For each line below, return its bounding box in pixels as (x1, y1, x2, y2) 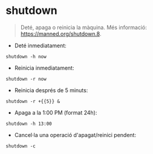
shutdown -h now (5, 53, 47, 59)
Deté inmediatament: (14, 42, 67, 49)
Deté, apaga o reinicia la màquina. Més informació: (20, 24, 148, 31)
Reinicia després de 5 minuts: (14, 86, 88, 94)
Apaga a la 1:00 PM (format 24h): (14, 109, 97, 116)
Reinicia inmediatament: (14, 64, 74, 72)
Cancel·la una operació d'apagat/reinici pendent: (14, 131, 137, 138)
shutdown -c (5, 143, 36, 149)
